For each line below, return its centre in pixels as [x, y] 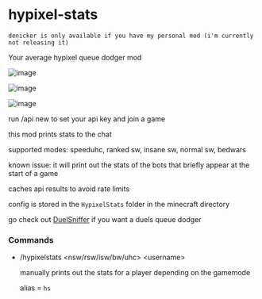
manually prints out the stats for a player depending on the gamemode [135, 273]
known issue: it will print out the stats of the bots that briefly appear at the [129, 165]
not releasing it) [39, 42]
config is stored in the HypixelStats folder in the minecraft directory [119, 204]
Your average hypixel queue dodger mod [75, 57]
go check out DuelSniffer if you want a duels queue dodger [105, 219]
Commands [31, 240]
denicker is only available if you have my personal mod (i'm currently [131, 36]
